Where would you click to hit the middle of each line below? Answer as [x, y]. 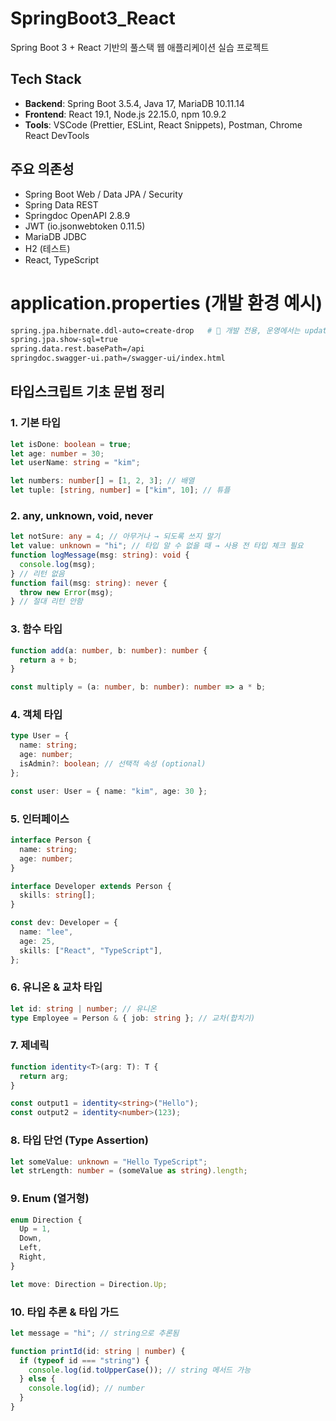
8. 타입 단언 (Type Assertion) [79, 1140]
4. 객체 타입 [36, 715]
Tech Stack [46, 79]
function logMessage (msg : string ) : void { [100, 555]
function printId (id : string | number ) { [98, 1351]
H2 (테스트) [47, 248]
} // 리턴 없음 [37, 573]
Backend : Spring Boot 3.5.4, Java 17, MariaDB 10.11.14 [134, 103]
